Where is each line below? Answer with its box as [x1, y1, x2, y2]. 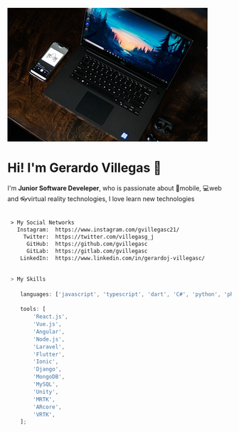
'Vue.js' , [33, 321, 62, 328]
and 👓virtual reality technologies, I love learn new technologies [7, 194, 195, 203]
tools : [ [20, 306, 46, 313]
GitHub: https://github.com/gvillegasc [26, 240, 148, 247]
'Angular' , [33, 328, 65, 335]
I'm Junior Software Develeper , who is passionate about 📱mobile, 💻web [7, 183, 222, 192]
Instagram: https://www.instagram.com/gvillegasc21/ [16, 226, 180, 233]
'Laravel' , [33, 343, 65, 350]
